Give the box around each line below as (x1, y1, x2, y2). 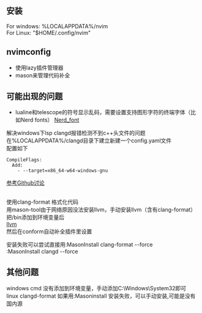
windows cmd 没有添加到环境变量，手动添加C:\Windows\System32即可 (6, 284, 187, 292)
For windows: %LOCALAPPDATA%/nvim (6, 22, 108, 29)
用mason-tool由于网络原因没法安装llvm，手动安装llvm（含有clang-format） (6, 206, 196, 213)
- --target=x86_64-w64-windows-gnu (17, 168, 108, 174)
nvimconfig (6, 47, 51, 57)
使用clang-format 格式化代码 (6, 198, 78, 206)
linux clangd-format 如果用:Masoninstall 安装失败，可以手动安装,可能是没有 (6, 292, 196, 299)
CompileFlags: (6, 157, 43, 163)
